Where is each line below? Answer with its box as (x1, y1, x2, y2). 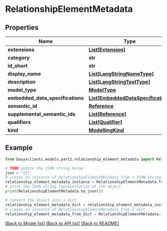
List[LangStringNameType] (88, 70, 154, 77)
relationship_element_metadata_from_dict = (5, 212, 97, 217)
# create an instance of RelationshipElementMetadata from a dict (5, 207, 146, 212)
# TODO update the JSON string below (5, 166, 83, 171)
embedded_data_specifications (7, 95, 84, 101)
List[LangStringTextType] (88, 78, 151, 85)
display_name (7, 70, 41, 77)
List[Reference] (88, 111, 127, 117)
